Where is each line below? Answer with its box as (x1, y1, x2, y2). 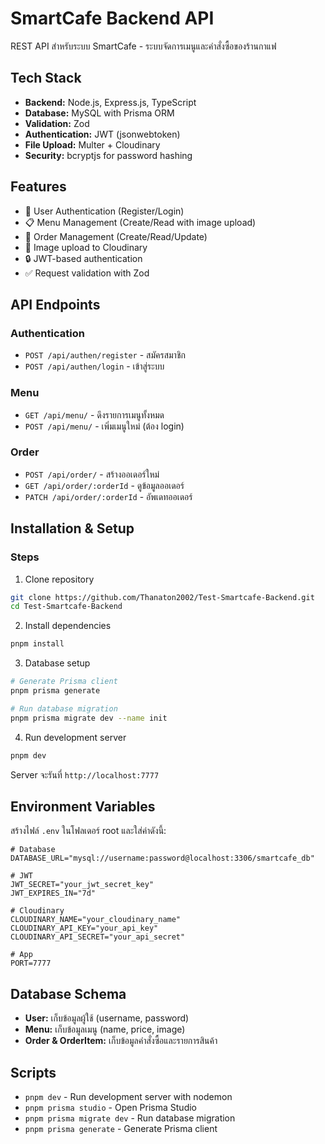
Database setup (24, 657, 91, 669)
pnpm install (10, 639, 65, 649)
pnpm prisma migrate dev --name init (10, 713, 168, 723)
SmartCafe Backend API (10, 7, 215, 30)
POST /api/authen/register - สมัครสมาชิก (24, 349, 186, 361)
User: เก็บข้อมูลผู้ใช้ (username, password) (24, 1012, 190, 1024)
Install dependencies (24, 620, 112, 632)
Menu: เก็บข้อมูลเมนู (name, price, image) (24, 1023, 186, 1036)
